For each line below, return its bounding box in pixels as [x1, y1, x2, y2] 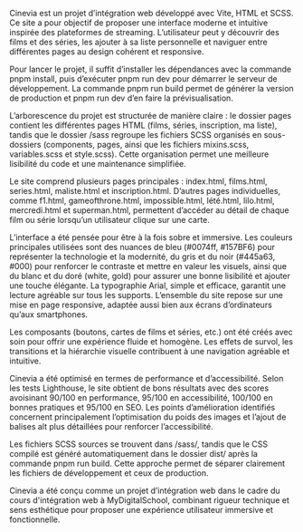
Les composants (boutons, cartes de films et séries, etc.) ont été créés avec [9, 326, 294, 337]
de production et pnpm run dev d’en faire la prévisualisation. [9, 92, 233, 103]
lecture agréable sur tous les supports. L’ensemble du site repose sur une [9, 290, 283, 300]
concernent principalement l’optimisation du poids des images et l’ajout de [9, 411, 287, 422]
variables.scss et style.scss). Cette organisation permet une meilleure [9, 149, 270, 160]
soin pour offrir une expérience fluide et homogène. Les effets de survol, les [9, 336, 294, 347]
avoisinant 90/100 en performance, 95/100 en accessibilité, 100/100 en [9, 392, 273, 402]
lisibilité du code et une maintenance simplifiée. [9, 159, 187, 169]
